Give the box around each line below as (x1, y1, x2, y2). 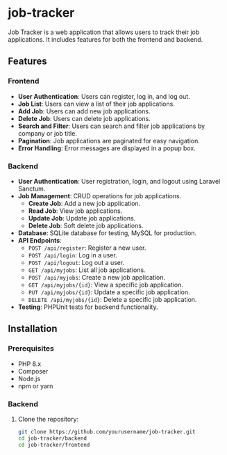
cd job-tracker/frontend (17, 441, 90, 448)
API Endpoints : (17, 236, 62, 244)
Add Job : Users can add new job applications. (17, 106, 151, 115)
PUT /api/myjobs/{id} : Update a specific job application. (28, 287, 190, 296)
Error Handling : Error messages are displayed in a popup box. (17, 144, 196, 152)
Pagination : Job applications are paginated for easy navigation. (17, 136, 200, 145)
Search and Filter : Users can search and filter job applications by (17, 122, 205, 130)
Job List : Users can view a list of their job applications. (17, 99, 176, 108)
